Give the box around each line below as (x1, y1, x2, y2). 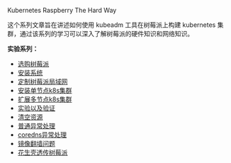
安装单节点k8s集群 (17, 86, 72, 94)
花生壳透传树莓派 (17, 148, 68, 157)
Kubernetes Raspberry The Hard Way (7, 6, 117, 14)
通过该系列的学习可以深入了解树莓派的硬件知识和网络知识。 (19, 30, 193, 38)
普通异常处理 (17, 122, 55, 130)
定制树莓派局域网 (17, 77, 68, 86)
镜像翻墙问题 (17, 140, 55, 147)
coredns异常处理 (17, 130, 67, 139)
